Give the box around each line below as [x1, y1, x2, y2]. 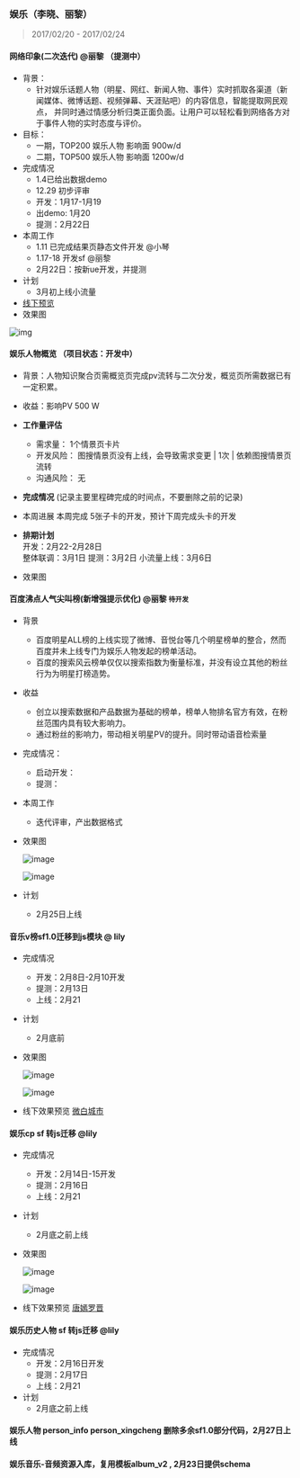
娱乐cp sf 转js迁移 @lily [9, 1127, 98, 1139]
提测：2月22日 [35, 219, 91, 229]
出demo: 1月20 [35, 207, 92, 218]
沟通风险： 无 [35, 472, 86, 483]
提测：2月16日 [35, 1180, 89, 1191]
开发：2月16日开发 [35, 1357, 105, 1368]
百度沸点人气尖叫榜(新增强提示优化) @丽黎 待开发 [9, 594, 190, 605]
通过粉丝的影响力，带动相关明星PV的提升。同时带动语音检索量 [35, 729, 268, 739]
